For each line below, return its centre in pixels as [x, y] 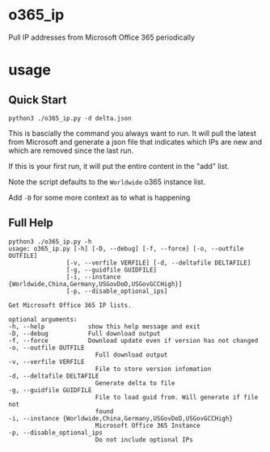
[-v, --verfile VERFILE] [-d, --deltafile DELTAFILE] [158, 263]
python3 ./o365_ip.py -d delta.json [70, 118]
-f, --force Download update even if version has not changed [133, 340]
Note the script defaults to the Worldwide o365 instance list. [107, 182]
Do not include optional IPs [144, 439]
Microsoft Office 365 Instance [148, 425]
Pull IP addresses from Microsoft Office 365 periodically [102, 37]
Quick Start [38, 100]
